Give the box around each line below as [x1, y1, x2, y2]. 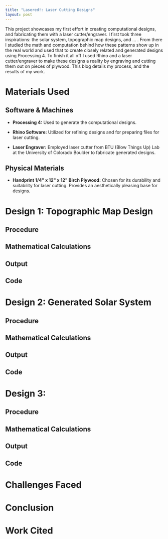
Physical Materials [5, 164, 64, 172]
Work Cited [5, 525, 54, 536]
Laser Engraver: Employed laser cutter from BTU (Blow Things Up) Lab [12, 144, 159, 150]
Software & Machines [5, 106, 74, 114]
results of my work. [5, 68, 45, 74]
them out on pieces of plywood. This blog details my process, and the [5, 63, 149, 69]
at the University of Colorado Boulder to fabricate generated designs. [12, 149, 156, 156]
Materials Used [5, 86, 70, 97]
